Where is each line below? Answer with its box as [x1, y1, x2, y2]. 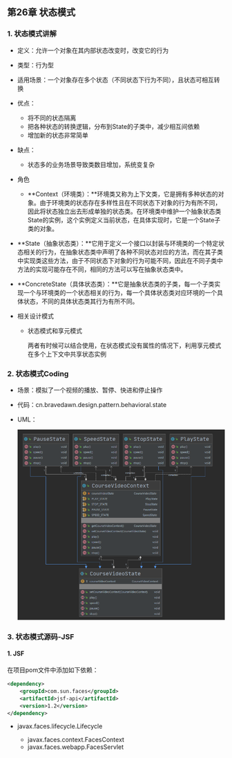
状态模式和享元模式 [27, 326, 83, 334]
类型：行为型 [17, 61, 54, 69]
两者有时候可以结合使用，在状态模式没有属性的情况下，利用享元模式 [27, 341, 222, 350]
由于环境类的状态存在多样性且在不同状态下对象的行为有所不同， [39, 198, 222, 206]
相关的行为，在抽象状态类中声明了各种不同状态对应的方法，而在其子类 [23, 248, 223, 256]
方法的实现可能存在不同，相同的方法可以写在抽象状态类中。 [17, 265, 187, 273]
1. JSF [7, 649, 25, 658]
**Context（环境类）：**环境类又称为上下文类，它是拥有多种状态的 [27, 190, 219, 198]
